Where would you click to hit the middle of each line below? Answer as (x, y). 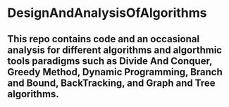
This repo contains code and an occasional (103, 39)
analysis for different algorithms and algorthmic (115, 50)
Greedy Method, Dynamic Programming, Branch (115, 72)
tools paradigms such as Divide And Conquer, (110, 61)
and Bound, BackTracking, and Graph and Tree (111, 83)
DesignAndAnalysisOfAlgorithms (107, 13)
